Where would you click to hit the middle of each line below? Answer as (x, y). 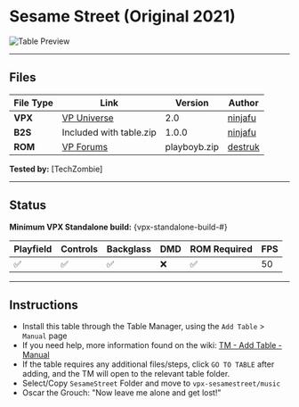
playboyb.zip (192, 146)
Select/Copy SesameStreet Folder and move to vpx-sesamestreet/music (151, 383)
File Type (33, 103)
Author (244, 103)
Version (192, 103)
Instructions (44, 305)
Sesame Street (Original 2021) (122, 17)
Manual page (45, 336)
